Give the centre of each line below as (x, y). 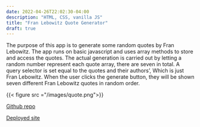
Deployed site (23, 118)
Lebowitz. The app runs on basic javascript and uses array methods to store (100, 52)
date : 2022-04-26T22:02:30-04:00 (48, 12)
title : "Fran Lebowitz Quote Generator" (57, 23)
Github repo (21, 106)
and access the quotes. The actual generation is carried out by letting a (94, 58)
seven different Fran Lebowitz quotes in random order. (73, 83)
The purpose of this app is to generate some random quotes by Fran (90, 45)
